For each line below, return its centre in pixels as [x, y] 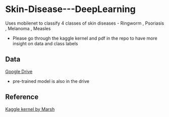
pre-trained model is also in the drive [51, 81]
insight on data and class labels [45, 43]
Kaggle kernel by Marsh [30, 109]
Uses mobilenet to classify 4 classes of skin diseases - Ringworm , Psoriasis [85, 23]
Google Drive [19, 71]
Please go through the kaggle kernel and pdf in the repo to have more [85, 38]
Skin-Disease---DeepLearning [71, 9]
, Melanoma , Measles [28, 28]
